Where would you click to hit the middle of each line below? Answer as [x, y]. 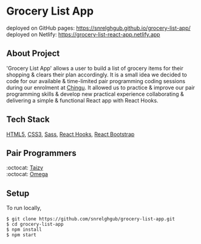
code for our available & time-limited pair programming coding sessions [96, 81]
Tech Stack [28, 120]
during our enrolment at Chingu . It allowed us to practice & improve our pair [101, 87]
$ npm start [21, 235]
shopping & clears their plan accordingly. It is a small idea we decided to [97, 75]
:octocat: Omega [27, 174]
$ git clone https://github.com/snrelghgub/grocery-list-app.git [90, 219]
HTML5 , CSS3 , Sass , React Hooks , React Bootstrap [70, 134]
